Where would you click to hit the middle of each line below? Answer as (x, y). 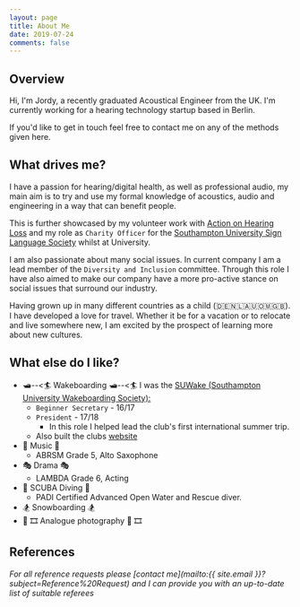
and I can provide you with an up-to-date (208, 583)
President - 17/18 (67, 417)
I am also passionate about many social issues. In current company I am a (145, 259)
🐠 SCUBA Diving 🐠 (56, 487)
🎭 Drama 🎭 (46, 465)
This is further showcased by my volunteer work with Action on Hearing (142, 223)
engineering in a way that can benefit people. (93, 205)
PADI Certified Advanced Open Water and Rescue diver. (138, 497)
